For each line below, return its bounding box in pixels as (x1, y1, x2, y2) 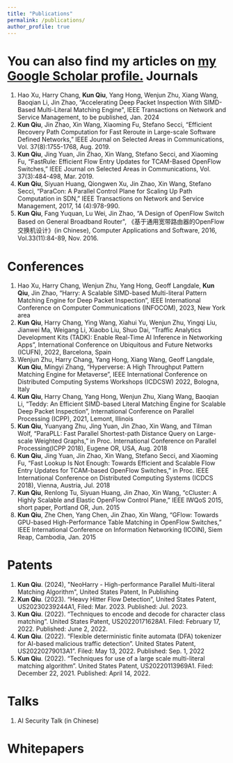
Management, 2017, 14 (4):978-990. (17, 202, 120, 210)
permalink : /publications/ (7, 17, 86, 24)
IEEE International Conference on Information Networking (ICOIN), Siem (17, 526, 223, 534)
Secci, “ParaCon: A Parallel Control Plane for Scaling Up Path (17, 187, 193, 196)
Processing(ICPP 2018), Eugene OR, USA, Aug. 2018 (17, 444, 168, 453)
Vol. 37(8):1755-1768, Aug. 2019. (17, 143, 111, 151)
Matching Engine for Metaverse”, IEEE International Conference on (17, 370, 207, 379)
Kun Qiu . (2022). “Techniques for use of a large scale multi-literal (17, 654, 205, 663)
